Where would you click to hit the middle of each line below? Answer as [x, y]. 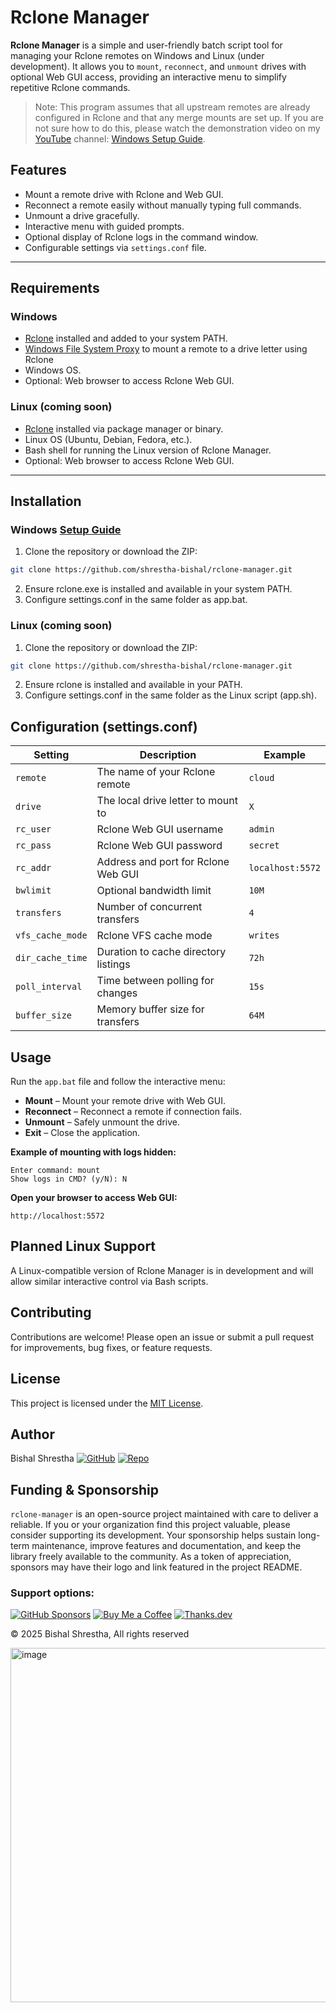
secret [264, 845]
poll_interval [49, 987]
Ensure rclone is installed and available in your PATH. [133, 685]
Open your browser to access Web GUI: [94, 1198]
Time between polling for [155, 981]
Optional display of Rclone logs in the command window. [141, 237]
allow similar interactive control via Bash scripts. [109, 1281]
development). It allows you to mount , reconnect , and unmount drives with [158, 66]
